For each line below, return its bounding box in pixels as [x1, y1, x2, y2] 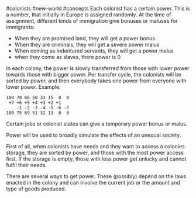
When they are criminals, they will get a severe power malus [14, 41, 160, 48]
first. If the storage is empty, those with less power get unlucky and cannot [6, 155, 187, 162]
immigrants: [6, 23, 35, 30]
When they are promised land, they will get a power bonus [14, 35, 155, 41]
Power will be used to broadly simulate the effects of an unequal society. [6, 131, 181, 138]
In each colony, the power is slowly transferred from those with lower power [6, 65, 190, 72]
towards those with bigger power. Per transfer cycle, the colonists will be [6, 71, 182, 78]
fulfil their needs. [6, 162, 47, 168]
